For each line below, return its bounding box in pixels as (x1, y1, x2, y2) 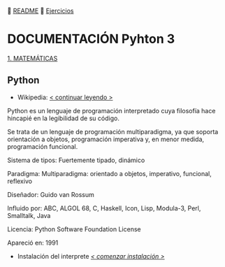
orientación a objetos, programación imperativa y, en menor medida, (7, 135, 205, 143)
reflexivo (7, 177, 33, 185)
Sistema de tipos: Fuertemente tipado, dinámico (7, 156, 145, 164)
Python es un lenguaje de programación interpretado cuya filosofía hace (7, 106, 216, 115)
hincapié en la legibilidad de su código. (7, 114, 120, 122)
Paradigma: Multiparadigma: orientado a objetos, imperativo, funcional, (7, 169, 212, 178)
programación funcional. (7, 142, 78, 150)
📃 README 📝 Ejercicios (7, 7, 75, 15)
